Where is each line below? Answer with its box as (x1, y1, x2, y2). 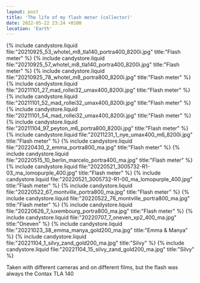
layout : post (6, 8, 39, 15)
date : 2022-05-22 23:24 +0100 (6, 20, 82, 26)
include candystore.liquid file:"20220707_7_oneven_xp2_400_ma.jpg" (6, 214, 177, 221)
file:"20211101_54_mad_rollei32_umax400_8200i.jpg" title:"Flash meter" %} (6, 112, 192, 119)
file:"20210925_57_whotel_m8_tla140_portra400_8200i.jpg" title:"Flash (6, 61, 180, 68)
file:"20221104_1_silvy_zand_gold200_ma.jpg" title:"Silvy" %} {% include (6, 239, 185, 246)
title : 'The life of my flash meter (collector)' (6, 14, 133, 20)
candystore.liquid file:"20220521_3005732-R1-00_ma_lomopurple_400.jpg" (6, 176, 193, 183)
